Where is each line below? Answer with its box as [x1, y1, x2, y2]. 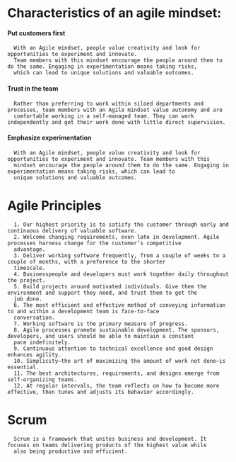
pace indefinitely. [13, 339, 71, 346]
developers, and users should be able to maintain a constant [7, 332, 194, 339]
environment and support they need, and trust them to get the [7, 289, 198, 296]
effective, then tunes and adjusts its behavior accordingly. [7, 388, 194, 395]
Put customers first [7, 28, 66, 37]
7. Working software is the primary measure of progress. [13, 320, 189, 327]
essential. [7, 364, 40, 371]
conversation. [13, 314, 55, 321]
